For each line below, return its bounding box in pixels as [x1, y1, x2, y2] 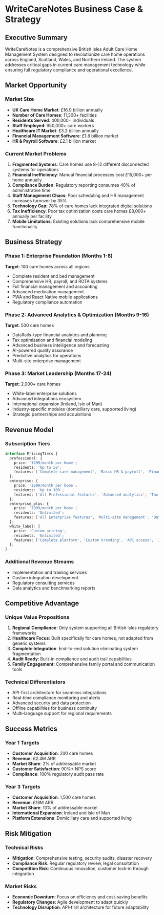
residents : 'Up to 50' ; [14, 465, 62, 470]
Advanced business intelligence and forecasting [12, 342, 109, 348]
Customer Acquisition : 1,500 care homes [12, 794, 96, 800]
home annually [12, 177, 42, 183]
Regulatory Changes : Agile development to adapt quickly [12, 899, 128, 905]
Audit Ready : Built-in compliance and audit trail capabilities [12, 656, 132, 662]
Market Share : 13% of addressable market [12, 805, 98, 811]
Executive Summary [5, 33, 68, 42]
